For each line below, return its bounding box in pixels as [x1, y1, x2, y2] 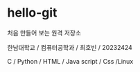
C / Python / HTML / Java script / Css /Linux [7, 57, 134, 65]
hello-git [7, 5, 58, 21]
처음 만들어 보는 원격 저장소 [7, 28, 82, 37]
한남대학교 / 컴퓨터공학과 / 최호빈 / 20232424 [7, 43, 133, 51]
